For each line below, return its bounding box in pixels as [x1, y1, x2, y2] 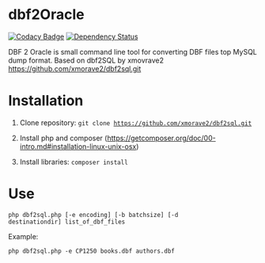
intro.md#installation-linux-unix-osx [19, 141, 137, 151]
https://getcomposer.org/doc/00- [106, 133, 216, 143]
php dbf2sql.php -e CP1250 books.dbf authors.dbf [8, 247, 176, 255]
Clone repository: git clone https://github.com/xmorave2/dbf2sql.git [19, 117, 252, 128]
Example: [8, 231, 39, 241]
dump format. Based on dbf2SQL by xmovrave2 [8, 55, 165, 65]
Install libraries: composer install [19, 157, 128, 166]
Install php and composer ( [19, 133, 108, 143]
